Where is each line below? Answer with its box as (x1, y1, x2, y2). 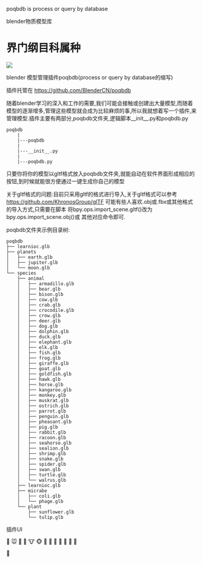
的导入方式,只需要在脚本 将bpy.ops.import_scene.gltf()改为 (6, 206, 153, 213)
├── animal (17, 275, 45, 281)
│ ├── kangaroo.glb (17, 386, 72, 393)
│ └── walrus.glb (17, 477, 67, 483)
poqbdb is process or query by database (6, 5, 108, 12)
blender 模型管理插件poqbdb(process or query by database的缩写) (6, 73, 173, 81)
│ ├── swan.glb (17, 467, 61, 473)
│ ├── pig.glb (17, 424, 59, 430)
